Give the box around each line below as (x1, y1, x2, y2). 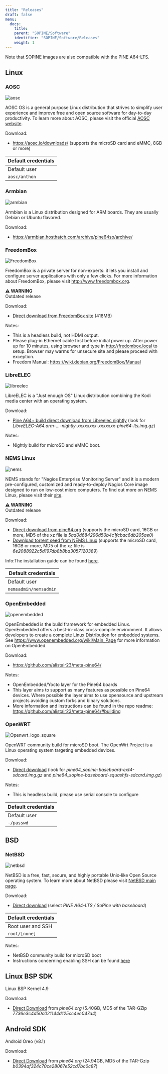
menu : (5, 17, 17, 22)
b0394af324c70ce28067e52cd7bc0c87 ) (12, 1063, 98, 1069)
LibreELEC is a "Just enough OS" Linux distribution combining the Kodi (5, 393, 151, 399)
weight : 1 (14, 40, 35, 45)
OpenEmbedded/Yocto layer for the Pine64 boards (12, 681, 118, 688)
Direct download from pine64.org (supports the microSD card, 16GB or (12, 526, 159, 533)
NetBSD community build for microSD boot (12, 952, 101, 958)
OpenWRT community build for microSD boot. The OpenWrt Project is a (5, 742, 153, 748)
